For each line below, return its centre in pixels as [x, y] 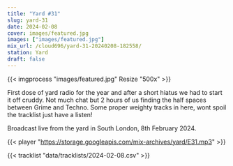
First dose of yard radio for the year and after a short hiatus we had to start [115, 92]
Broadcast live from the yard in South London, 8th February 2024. [102, 128]
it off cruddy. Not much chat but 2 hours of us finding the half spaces [107, 100]
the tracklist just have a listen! [50, 114]
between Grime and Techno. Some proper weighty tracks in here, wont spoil [117, 107]
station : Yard [28, 53]
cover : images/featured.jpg [48, 33]
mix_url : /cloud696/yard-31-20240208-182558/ [74, 46]
